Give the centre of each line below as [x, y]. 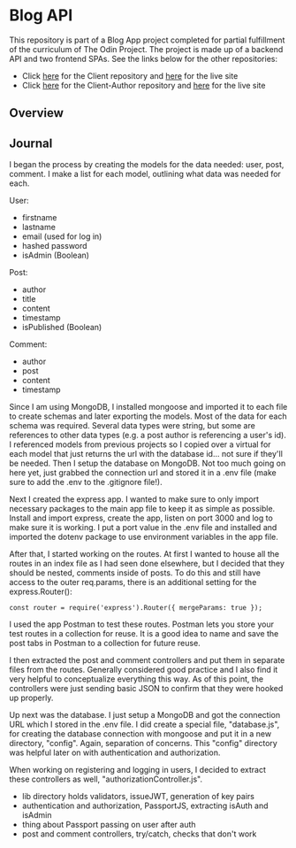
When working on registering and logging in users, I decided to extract [138, 770]
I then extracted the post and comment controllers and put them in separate [147, 660]
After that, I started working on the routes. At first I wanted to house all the [144, 554]
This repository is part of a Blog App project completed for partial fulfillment [147, 40]
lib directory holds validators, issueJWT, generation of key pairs [138, 797]
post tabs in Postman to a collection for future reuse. [105, 644]
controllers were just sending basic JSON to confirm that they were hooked [146, 689]
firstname [39, 218]
